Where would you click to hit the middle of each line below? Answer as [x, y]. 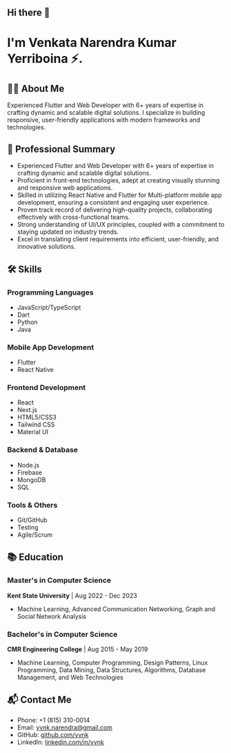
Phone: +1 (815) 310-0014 [53, 720]
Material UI [33, 432]
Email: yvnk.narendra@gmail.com [64, 727]
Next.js [27, 410]
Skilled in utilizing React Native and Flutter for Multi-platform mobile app [119, 195]
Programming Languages [51, 292]
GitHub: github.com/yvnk [53, 734]
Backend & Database [42, 450]
